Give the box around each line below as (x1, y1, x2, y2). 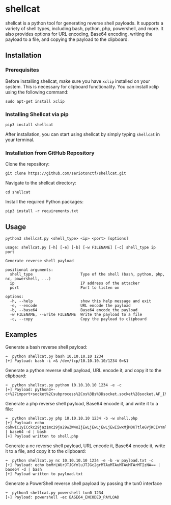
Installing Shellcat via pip (5, 110, 69, 118)
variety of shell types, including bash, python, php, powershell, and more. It (5, 25, 164, 31)
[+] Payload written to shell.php (5, 433, 79, 439)
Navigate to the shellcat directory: (5, 180, 76, 186)
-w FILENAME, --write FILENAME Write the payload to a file (10, 312, 142, 317)
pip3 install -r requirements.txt (5, 209, 79, 214)
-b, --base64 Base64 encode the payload (10, 308, 138, 313)
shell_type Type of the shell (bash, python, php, (10, 272, 165, 277)
